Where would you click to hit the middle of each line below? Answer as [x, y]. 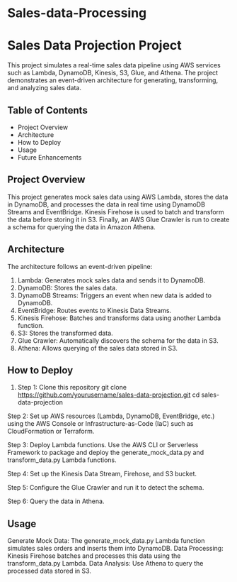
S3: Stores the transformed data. [65, 333]
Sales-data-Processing [77, 13]
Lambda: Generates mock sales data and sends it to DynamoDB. [111, 280]
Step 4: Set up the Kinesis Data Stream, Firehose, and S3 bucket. [102, 474]
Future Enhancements [50, 157]
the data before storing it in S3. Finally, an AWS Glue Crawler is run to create [118, 219]
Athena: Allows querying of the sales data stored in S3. [98, 348]
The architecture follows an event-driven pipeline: [80, 266]
